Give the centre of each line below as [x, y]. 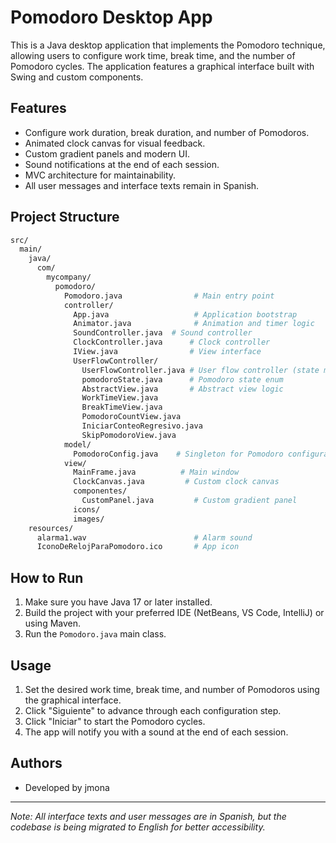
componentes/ [100, 491]
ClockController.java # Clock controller [172, 342]
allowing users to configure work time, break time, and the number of [153, 55]
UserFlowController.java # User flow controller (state [200, 370]
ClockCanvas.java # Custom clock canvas [176, 482]
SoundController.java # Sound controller [163, 333]
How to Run [47, 577]
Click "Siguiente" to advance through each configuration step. [153, 710]
